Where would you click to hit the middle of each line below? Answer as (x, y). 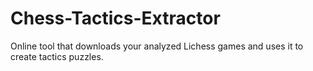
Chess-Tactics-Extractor (115, 18)
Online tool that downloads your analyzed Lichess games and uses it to (157, 46)
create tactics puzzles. (57, 56)
